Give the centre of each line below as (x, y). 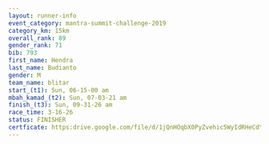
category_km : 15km (39, 30)
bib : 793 (23, 53)
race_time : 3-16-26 (41, 113)
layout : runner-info (43, 16)
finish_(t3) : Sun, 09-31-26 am (60, 105)
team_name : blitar (39, 82)
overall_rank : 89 (37, 38)
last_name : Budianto (43, 68)
